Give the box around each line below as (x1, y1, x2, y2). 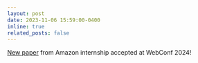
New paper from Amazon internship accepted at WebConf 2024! (7, 48, 192, 57)
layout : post (7, 10, 45, 17)
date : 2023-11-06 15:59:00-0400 (7, 17, 100, 24)
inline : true (7, 23, 45, 30)
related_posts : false (7, 29, 70, 37)
